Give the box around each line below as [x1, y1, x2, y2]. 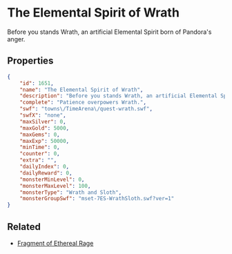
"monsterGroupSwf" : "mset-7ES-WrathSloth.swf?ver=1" [19, 195, 175, 202]
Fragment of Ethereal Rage [17, 239, 94, 247]
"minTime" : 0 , [19, 144, 60, 151]
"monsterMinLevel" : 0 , [19, 176, 85, 183]
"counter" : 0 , [19, 150, 60, 157]
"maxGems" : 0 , [19, 131, 60, 138]
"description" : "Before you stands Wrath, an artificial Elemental [19, 92, 217, 99]
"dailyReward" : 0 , [19, 169, 72, 177]
